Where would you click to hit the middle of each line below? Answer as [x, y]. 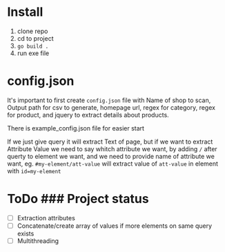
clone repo [32, 31]
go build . [33, 46]
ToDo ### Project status [78, 199]
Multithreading [38, 241]
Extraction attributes [46, 217]
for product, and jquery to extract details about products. [88, 115]
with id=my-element [34, 171]
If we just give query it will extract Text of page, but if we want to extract [110, 142]
